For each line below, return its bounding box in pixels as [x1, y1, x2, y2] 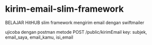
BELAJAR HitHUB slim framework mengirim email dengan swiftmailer [5, 20, 145, 25]
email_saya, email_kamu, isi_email [5, 34, 74, 40]
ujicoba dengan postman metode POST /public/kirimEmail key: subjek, [5, 29, 147, 35]
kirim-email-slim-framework [5, 3, 124, 15]
